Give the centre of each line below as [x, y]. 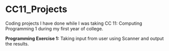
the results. [17, 43]
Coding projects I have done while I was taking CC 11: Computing [74, 23]
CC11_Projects [36, 9]
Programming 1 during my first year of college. [54, 28]
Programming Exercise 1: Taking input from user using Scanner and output [84, 38]
